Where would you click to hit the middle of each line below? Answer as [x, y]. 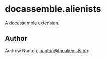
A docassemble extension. [32, 23]
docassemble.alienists [53, 9]
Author [16, 39]
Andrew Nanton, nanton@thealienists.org [47, 50]
